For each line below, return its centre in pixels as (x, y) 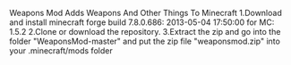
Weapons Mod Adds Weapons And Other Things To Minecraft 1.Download (145, 13)
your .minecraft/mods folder (61, 51)
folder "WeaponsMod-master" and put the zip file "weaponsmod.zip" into (145, 41)
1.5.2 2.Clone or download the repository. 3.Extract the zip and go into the (145, 32)
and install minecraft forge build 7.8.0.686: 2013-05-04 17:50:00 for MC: (142, 22)
